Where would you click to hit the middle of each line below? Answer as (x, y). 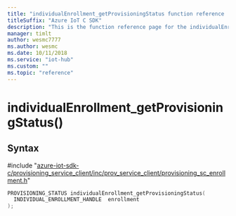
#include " (22, 165)
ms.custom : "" (28, 66)
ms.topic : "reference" (40, 72)
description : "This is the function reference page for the (97, 27)
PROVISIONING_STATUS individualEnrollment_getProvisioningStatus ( (106, 193)
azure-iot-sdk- (58, 165)
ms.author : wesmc (33, 46)
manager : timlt (29, 33)
